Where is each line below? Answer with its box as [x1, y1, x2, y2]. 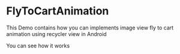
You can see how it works [6, 42, 70, 49]
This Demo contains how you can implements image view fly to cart [6, 24, 174, 31]
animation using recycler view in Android [6, 30, 107, 37]
